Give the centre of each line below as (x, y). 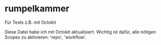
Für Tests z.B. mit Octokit (30, 22)
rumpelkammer (37, 9)
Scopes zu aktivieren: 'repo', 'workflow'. (46, 37)
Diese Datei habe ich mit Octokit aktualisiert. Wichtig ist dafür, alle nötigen (80, 32)
